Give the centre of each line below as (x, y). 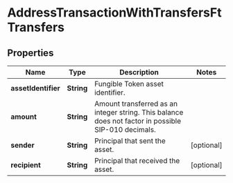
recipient (26, 165)
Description (139, 72)
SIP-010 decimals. (125, 129)
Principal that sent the (130, 141)
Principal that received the (137, 161)
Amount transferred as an (136, 104)
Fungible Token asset (129, 84)
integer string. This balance (139, 112)
